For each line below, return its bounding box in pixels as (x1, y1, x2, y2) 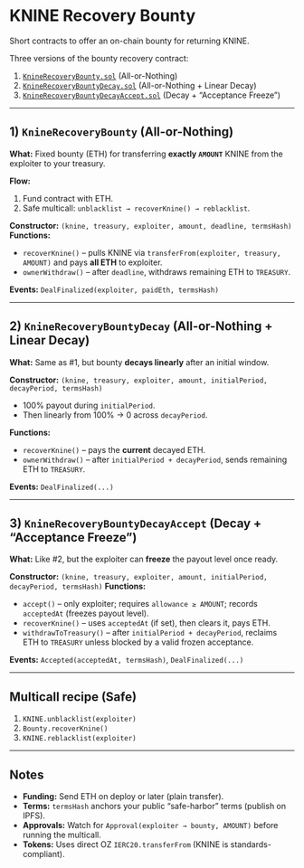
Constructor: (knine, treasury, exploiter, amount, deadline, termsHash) (9, 220, 292, 231)
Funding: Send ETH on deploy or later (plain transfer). (22, 791, 224, 801)
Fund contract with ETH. (22, 193, 114, 203)
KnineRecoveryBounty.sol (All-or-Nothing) (22, 70, 178, 81)
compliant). (22, 849, 65, 859)
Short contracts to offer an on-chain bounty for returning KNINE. (9, 35, 250, 46)
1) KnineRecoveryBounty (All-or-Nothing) (9, 124, 233, 140)
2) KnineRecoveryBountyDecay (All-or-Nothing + (9, 318, 273, 335)
